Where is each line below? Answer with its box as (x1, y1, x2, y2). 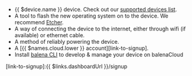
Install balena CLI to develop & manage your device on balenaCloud (14, 51, 184, 58)
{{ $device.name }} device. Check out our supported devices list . (14, 6, 177, 13)
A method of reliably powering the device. (14, 38, 119, 45)
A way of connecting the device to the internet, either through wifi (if (14, 25, 186, 32)
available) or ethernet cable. (14, 32, 85, 39)
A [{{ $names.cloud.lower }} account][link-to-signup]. (14, 44, 149, 52)
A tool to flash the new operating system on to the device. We (14, 12, 169, 19)
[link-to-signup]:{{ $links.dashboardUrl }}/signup (5, 63, 128, 70)
